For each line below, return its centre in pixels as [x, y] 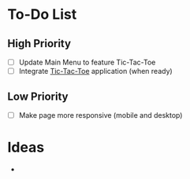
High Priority [39, 44]
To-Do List [42, 15]
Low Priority [38, 96]
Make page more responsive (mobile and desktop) [101, 115]
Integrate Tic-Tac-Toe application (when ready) [95, 71]
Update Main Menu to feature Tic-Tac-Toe [87, 62]
